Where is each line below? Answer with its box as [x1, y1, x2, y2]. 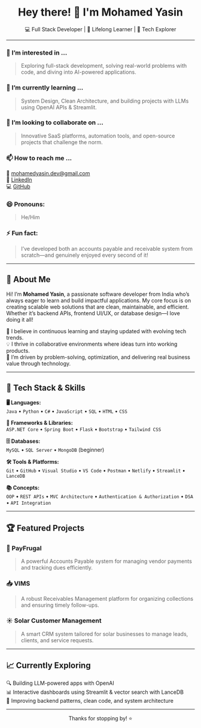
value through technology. [6, 359, 71, 367]
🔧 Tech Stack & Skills [6, 382, 86, 393]
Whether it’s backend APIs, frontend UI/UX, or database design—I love [6, 309, 181, 317]
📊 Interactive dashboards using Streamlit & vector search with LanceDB [6, 688, 184, 696]
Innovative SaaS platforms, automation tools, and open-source [20, 132, 175, 139]
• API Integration [6, 499, 51, 507]
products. [6, 347, 30, 354]
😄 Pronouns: [6, 200, 45, 209]
